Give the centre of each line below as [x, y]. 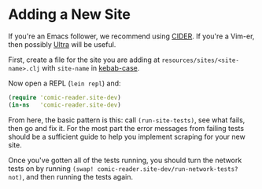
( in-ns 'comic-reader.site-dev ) [65, 105]
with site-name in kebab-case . [91, 67]
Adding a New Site [70, 15]
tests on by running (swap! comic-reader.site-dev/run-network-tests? [123, 168]
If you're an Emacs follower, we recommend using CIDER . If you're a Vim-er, [131, 36]
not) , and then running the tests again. [71, 176]
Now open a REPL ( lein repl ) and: [65, 83]
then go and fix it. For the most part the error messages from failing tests [126, 128]
